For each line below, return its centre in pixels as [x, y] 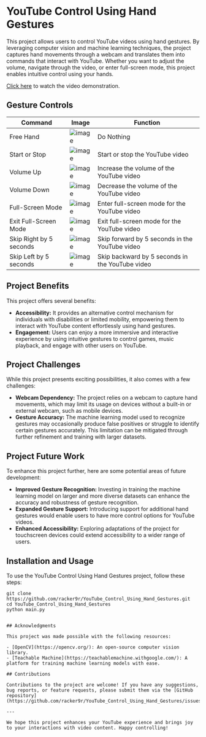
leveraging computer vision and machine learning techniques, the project [99, 48]
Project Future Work [45, 456]
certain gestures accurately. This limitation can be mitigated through [101, 431]
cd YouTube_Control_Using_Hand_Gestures [59, 604]
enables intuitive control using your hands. [60, 74]
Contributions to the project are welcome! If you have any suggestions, [103, 685]
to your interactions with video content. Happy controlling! [87, 728]
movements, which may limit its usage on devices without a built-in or [103, 404]
